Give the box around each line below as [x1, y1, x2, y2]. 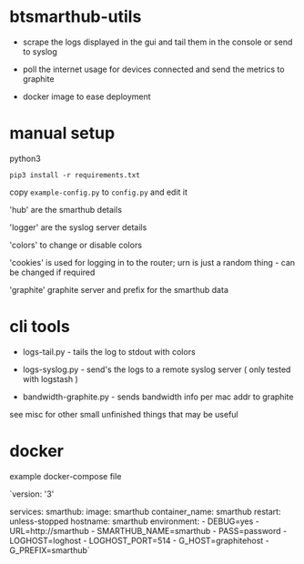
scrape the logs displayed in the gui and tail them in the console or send [22, 36, 293, 47]
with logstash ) [22, 373, 79, 384]
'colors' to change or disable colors [9, 239, 143, 250]
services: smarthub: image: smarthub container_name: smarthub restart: [9, 506, 281, 517]
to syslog [22, 45, 57, 56]
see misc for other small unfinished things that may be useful [9, 408, 238, 419]
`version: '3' [9, 488, 55, 499]
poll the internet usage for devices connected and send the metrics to [22, 64, 285, 75]
